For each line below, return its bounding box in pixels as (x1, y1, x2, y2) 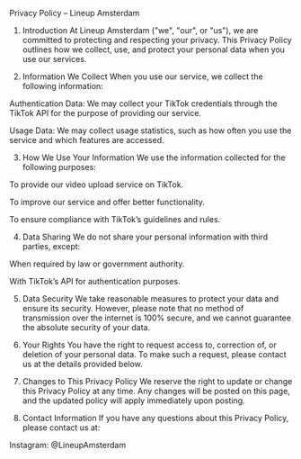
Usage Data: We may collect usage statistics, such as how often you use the (9, 125, 292, 136)
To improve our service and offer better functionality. (9, 197, 205, 207)
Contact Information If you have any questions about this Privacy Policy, (22, 413, 289, 423)
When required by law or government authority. (9, 258, 185, 269)
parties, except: (22, 241, 81, 251)
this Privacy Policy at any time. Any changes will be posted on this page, (22, 386, 290, 396)
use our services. (22, 54, 87, 64)
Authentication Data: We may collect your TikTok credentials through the (9, 98, 278, 109)
